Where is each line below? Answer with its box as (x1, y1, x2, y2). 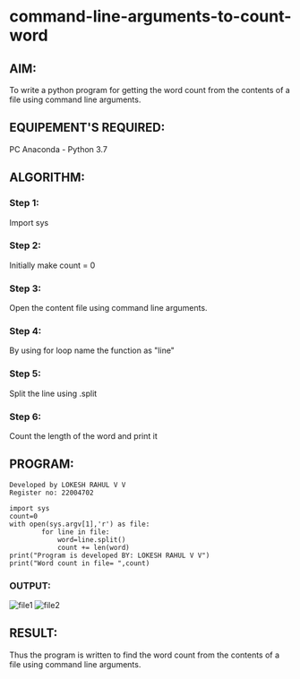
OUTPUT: (9, 580, 51, 592)
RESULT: (9, 625, 58, 641)
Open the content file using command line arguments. (9, 303, 208, 314)
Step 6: (9, 410, 42, 423)
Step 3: (9, 282, 42, 295)
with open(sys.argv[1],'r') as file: (9, 520, 150, 529)
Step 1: (9, 197, 39, 210)
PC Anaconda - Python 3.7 (9, 143, 107, 154)
